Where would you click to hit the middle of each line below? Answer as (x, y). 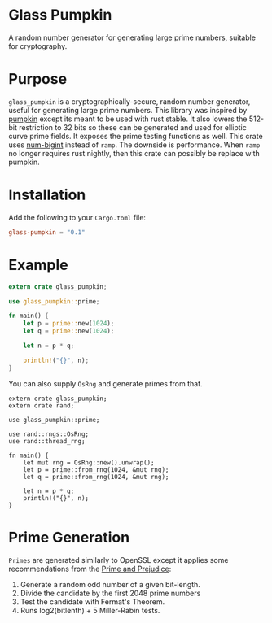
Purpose (38, 79)
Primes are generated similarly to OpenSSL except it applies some (118, 560)
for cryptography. (38, 46)
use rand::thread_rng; (47, 441)
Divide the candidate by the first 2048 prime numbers (110, 593)
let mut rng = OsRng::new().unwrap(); (89, 462)
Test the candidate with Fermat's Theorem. (92, 601)
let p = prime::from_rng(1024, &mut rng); (96, 469)
